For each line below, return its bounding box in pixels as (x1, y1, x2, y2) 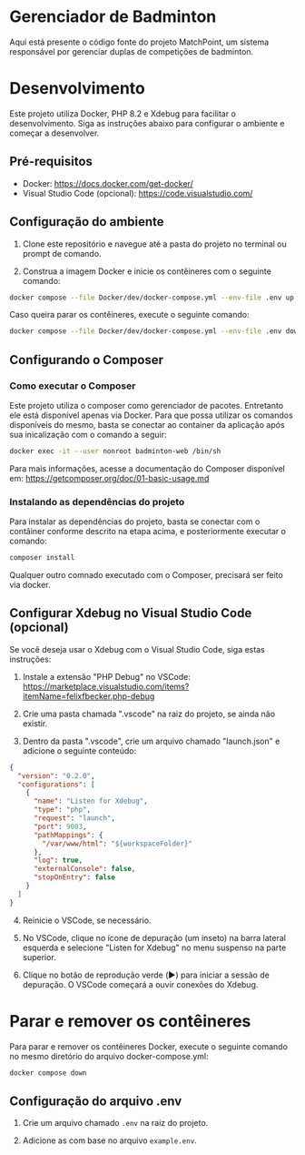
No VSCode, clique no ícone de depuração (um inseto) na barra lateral (22, 932, 286, 943)
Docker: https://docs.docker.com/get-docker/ (22, 177, 193, 188)
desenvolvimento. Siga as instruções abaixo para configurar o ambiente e (9, 117, 285, 128)
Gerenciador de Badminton (9, 6, 217, 27)
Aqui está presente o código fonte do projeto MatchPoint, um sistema (9, 36, 270, 47)
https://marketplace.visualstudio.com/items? (22, 681, 190, 692)
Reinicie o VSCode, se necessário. (22, 915, 152, 926)
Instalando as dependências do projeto (9, 495, 185, 508)
